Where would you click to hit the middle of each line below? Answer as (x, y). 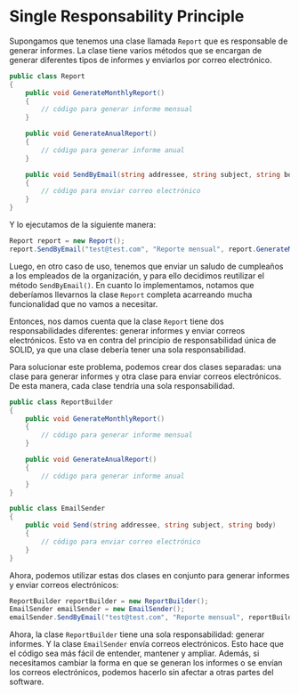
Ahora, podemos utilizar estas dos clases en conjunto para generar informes (149, 575)
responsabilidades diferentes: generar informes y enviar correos (127, 330)
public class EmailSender (57, 509)
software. (27, 682)
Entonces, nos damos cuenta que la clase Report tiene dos (117, 321)
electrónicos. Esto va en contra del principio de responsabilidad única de (143, 340)
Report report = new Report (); (67, 241)
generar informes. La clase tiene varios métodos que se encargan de (136, 50)
